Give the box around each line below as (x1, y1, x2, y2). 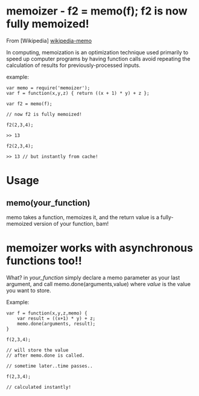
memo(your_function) (6, 197, 90, 208)
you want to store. (6, 287, 51, 294)
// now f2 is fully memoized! (6, 111, 83, 117)
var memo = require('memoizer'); (6, 85, 90, 91)
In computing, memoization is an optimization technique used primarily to (6, 48, 189, 56)
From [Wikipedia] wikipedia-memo (6, 37, 92, 44)
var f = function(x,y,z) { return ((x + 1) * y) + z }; (6, 90, 150, 96)
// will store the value (6, 347, 69, 353)
